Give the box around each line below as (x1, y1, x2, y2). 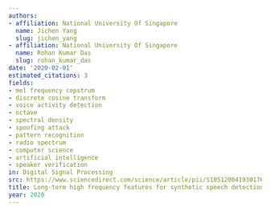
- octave (8, 109, 38, 117)
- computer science (8, 146, 74, 154)
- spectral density (8, 116, 74, 124)
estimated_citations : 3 (8, 71, 88, 79)
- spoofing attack (8, 124, 70, 132)
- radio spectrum (8, 138, 67, 147)
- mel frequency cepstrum (8, 86, 95, 95)
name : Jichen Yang (15, 26, 78, 34)
